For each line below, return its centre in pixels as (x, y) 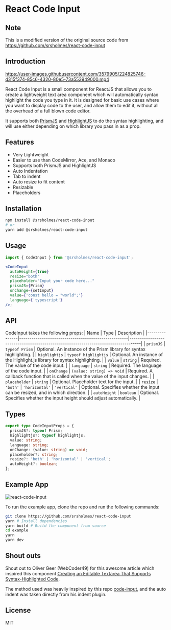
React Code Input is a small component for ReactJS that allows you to (79, 89)
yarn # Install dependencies (36, 521)
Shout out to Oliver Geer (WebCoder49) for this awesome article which (80, 568)
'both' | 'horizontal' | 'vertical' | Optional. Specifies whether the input (82, 387)
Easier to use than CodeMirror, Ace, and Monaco (64, 160)
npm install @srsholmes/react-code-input (50, 220)
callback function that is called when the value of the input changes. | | (80, 377)
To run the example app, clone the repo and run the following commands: (82, 507)
